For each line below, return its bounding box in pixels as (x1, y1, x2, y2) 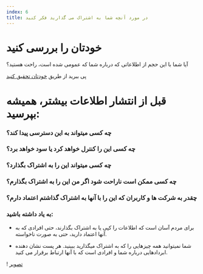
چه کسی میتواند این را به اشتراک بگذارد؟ (6, 161, 112, 170)
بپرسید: (6, 107, 40, 120)
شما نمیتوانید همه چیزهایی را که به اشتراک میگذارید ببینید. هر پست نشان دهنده (15, 242, 191, 249)
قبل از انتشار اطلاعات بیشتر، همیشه (6, 94, 167, 108)
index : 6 (6, 9, 29, 15)
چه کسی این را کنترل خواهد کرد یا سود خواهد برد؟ (6, 145, 136, 153)
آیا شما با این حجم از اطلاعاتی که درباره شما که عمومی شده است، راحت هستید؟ (6, 61, 188, 68)
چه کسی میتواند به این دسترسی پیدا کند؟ (6, 128, 112, 137)
